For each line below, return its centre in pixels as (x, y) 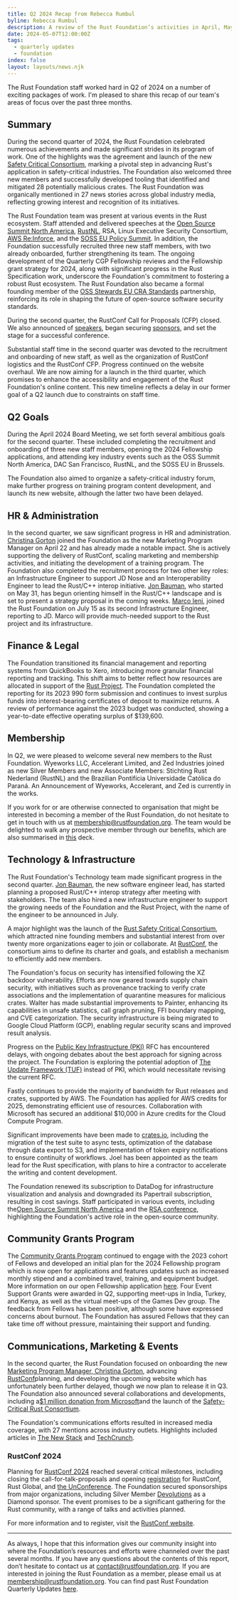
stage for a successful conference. (59, 336)
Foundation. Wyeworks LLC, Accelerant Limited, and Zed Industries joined (116, 763)
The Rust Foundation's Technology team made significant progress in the (115, 876)
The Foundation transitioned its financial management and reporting (107, 663)
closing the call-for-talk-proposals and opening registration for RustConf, (115, 1479)
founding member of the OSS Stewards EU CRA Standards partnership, (112, 292)
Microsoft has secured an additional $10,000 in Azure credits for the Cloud (117, 1113)
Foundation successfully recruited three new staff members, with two (109, 246)
